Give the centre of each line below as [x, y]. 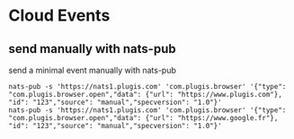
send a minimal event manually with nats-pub [92, 70]
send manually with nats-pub [92, 49]
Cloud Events [59, 16]
